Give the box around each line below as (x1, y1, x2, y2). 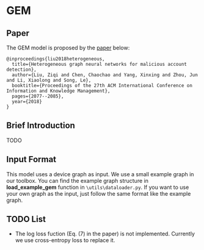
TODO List (6, 214, 46, 224)
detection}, (6, 66, 37, 73)
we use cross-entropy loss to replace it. (15, 237, 115, 244)
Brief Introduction (6, 120, 75, 131)
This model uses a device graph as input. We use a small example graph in (6, 170, 194, 177)
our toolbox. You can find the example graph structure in (6, 177, 148, 184)
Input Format (6, 154, 57, 165)
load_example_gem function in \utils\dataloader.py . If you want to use (6, 184, 189, 191)
